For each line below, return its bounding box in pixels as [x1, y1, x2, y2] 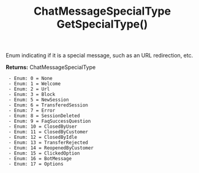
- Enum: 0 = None [8, 75, 53, 82]
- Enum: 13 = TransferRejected [8, 139, 88, 146]
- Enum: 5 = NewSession [8, 97, 69, 103]
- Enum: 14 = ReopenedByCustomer [8, 145, 94, 151]
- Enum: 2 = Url [8, 86, 50, 92]
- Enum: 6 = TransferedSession [8, 102, 88, 108]
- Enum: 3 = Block [8, 92, 56, 98]
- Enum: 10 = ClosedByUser [8, 123, 78, 130]
